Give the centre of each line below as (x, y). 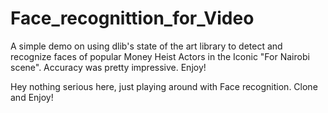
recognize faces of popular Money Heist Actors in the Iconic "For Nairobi (160, 56)
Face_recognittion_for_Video (132, 18)
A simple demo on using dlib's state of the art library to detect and (146, 46)
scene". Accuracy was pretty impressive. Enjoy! (108, 67)
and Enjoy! (32, 97)
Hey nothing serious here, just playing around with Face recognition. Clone (164, 86)
